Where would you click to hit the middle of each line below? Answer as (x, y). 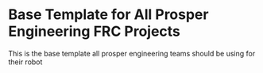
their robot (25, 62)
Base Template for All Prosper (108, 15)
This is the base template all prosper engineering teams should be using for (132, 53)
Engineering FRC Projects (95, 31)
